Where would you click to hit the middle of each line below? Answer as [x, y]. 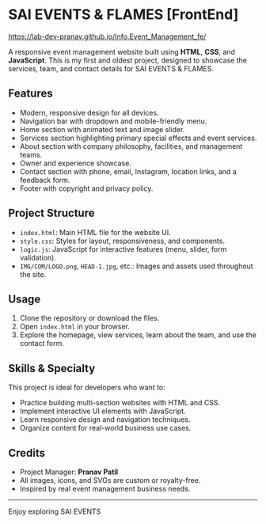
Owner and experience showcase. [76, 163]
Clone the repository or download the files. [89, 318]
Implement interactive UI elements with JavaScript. [103, 411]
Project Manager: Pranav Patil [69, 472]
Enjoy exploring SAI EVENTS [55, 511]
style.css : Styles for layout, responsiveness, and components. [122, 241]
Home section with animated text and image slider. [102, 129]
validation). [38, 257]
